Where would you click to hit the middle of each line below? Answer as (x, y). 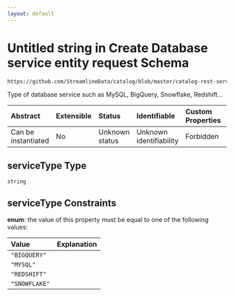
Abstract (25, 116)
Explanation (77, 244)
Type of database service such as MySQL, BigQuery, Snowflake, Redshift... (115, 95)
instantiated (30, 141)
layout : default (31, 14)
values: (17, 227)
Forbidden (202, 136)
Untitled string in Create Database (108, 48)
